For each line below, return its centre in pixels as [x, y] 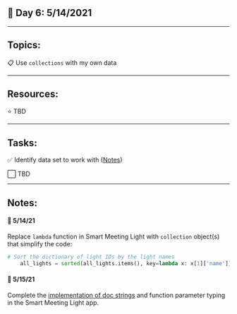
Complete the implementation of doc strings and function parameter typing [116, 295]
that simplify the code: [40, 243]
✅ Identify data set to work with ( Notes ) [65, 160]
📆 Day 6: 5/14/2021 [50, 13]
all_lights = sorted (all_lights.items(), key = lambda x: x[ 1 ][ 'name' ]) [126, 263]
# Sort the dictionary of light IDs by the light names [91, 257]
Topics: [24, 46]
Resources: [33, 94]
